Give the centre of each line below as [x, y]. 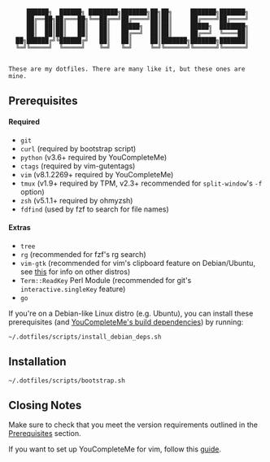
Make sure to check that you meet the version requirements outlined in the [133, 425]
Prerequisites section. [45, 434]
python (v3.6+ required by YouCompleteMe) [94, 157]
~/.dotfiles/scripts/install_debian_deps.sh [85, 337]
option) [32, 192]
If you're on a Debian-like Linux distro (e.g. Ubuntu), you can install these [131, 313]
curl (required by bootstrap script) [78, 148]
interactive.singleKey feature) [73, 289]
